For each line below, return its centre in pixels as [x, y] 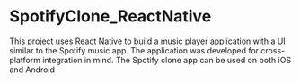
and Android [32, 70]
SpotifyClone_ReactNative [110, 16]
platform [25, 60]
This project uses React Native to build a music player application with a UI [147, 41]
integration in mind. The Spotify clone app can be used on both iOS [167, 60]
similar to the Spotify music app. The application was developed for [134, 50]
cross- [273, 50]
